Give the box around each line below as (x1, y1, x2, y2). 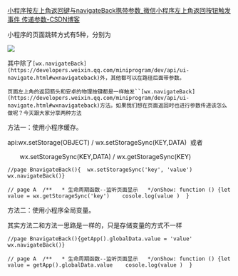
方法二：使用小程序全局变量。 (7, 206, 95, 214)
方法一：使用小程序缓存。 (7, 123, 83, 131)
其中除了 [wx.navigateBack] (7, 59, 87, 67)
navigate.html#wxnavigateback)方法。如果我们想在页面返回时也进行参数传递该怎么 (7, 102, 227, 109)
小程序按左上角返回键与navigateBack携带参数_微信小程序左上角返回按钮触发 (7, 6, 232, 14)
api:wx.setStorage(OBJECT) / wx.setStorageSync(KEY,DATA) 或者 (7, 138, 203, 146)
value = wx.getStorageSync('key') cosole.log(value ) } (7, 193, 190, 200)
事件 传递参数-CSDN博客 (7, 15, 81, 24)
